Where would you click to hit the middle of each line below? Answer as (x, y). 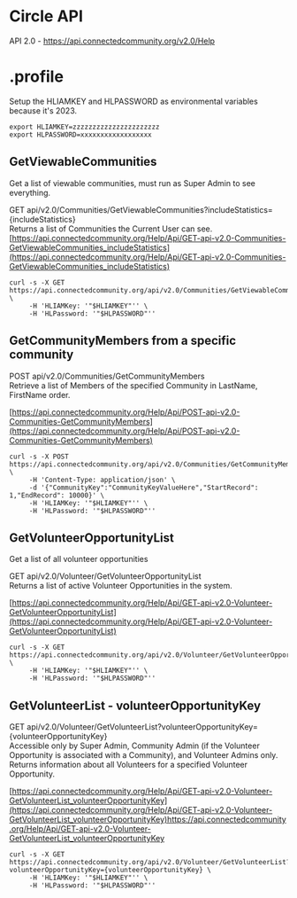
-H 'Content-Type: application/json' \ (102, 480)
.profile (37, 77)
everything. (30, 192)
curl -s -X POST (39, 457)
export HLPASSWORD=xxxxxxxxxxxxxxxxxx (80, 135)
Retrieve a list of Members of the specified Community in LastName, (133, 385)
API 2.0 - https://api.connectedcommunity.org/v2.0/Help (112, 41)
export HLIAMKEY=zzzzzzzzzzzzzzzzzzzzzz (85, 127)
